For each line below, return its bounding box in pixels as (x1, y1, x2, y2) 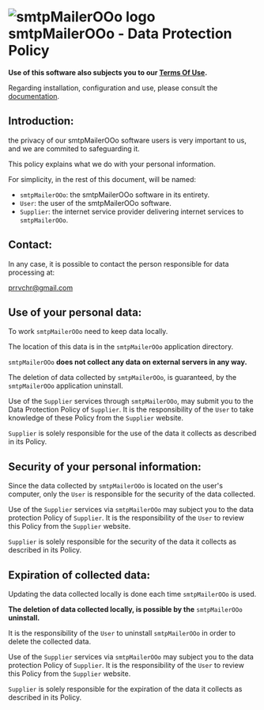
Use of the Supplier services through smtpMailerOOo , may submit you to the (8, 397, 254, 406)
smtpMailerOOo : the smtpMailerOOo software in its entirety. (19, 190, 210, 199)
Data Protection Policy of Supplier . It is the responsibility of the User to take (8, 404, 255, 415)
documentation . (8, 91, 60, 101)
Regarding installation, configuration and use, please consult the (8, 83, 218, 93)
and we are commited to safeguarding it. (8, 143, 140, 154)
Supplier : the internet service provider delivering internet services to (19, 207, 244, 216)
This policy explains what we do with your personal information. (8, 159, 216, 169)
